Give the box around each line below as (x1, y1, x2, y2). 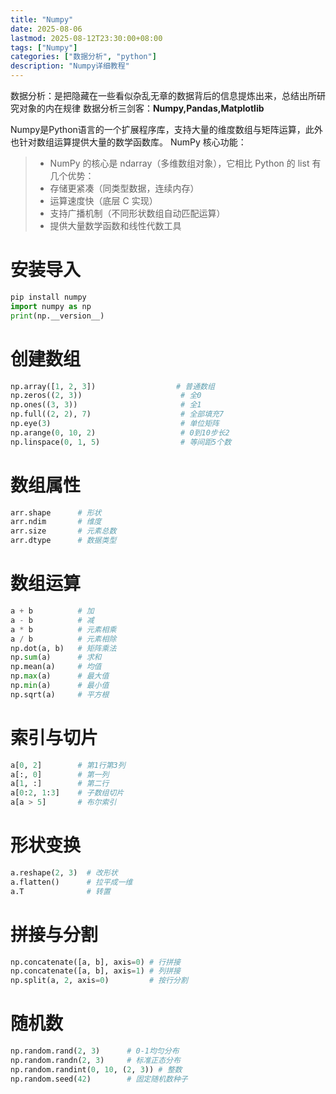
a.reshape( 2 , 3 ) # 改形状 (10, 868, 118, 878)
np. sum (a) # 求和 (10, 652, 102, 663)
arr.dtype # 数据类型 (10, 536, 117, 546)
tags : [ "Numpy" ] (10, 42, 78, 53)
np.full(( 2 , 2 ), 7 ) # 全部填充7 (10, 409, 225, 420)
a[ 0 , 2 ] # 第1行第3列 (10, 760, 126, 770)
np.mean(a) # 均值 (10, 662, 102, 672)
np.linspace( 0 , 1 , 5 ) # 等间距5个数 (10, 437, 232, 447)
